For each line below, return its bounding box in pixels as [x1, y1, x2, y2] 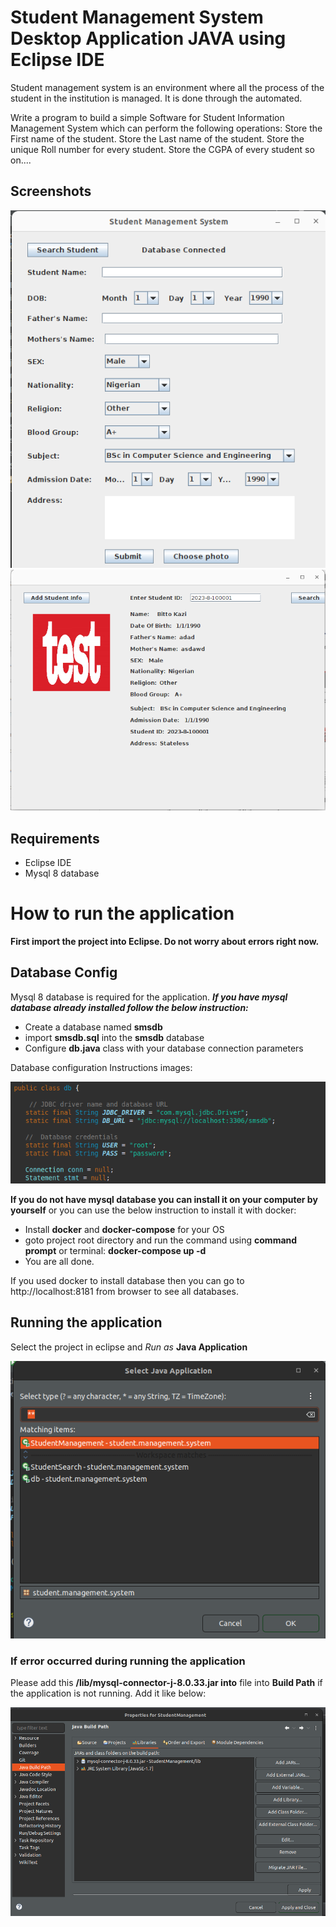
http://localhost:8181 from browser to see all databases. [10, 1285, 239, 1297]
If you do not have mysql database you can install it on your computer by [10, 1193, 318, 1205]
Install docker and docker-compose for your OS [24, 1223, 225, 1235]
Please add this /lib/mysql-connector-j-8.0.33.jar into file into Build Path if [10, 1677, 323, 1689]
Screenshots [10, 183, 92, 200]
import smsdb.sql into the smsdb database [24, 1031, 205, 1043]
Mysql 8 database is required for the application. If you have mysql [10, 991, 288, 1003]
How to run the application [10, 902, 235, 925]
